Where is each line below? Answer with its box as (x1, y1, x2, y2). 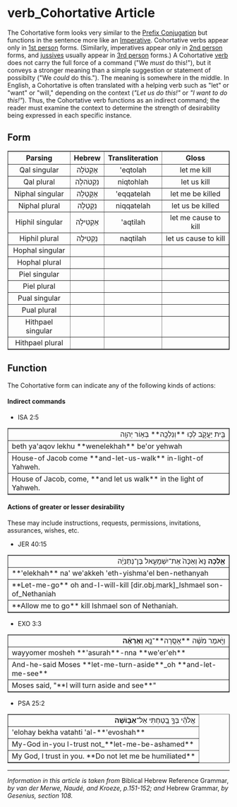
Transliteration (108, 153, 159, 163)
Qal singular (19, 165, 59, 175)
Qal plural (23, 177, 55, 187)
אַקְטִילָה (75, 217, 99, 227)
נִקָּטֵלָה (77, 200, 97, 210)
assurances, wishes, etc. (7, 526, 80, 535)
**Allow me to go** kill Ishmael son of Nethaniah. (11, 600, 178, 610)
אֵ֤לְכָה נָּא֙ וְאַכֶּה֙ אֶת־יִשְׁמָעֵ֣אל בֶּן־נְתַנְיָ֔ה (117, 556, 226, 566)
